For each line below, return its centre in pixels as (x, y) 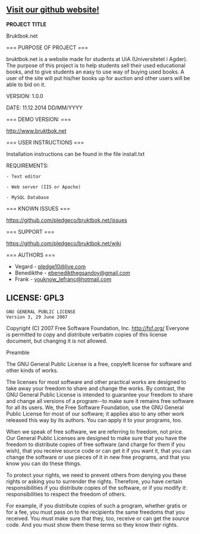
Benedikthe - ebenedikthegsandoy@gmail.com (72, 273)
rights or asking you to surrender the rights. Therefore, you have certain (94, 481)
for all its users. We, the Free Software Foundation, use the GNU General (95, 407)
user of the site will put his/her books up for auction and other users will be (98, 78)
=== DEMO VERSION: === (39, 119)
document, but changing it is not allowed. (57, 341)
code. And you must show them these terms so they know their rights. (92, 524)
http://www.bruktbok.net (36, 130)
